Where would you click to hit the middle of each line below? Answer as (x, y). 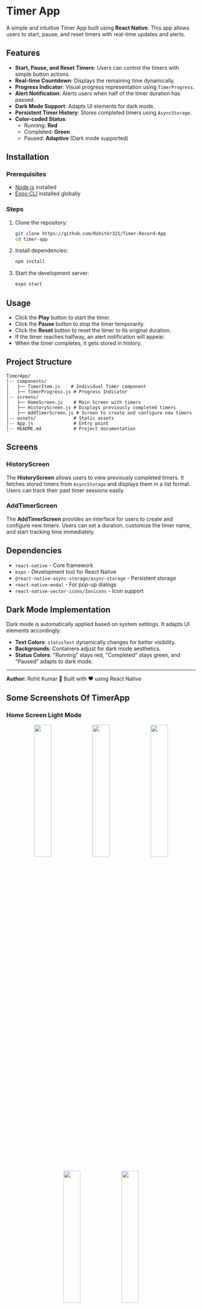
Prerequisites (26, 174)
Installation (28, 157)
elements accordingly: (34, 630)
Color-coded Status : (41, 119)
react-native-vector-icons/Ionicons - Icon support (79, 591)
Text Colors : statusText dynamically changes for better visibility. (95, 642)
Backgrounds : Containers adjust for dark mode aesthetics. (88, 648)
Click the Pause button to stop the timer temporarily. (80, 324)
